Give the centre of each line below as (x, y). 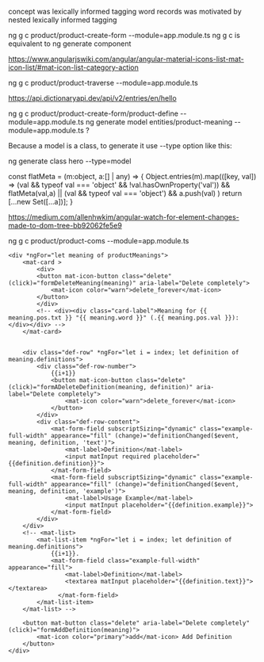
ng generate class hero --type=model (70, 161)
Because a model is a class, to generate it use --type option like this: (120, 145)
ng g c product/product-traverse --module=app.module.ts (103, 83)
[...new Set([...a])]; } (41, 202)
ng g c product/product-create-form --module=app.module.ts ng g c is (124, 35)
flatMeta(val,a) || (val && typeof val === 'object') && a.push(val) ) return (125, 193)
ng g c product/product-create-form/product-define (93, 113)
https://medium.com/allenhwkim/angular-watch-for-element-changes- (124, 217)
